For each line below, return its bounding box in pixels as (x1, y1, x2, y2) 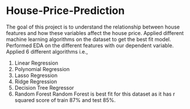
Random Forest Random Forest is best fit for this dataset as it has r (14, 90, 175, 97)
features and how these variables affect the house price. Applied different (6, 29, 184, 36)
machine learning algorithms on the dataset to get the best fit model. (6, 36, 171, 43)
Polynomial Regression (14, 65, 70, 72)
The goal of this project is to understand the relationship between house (6, 23, 180, 30)
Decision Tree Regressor (14, 84, 74, 91)
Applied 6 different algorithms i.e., (6, 48, 88, 55)
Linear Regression (14, 59, 58, 66)
